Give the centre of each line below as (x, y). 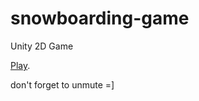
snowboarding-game (100, 18)
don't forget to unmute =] (62, 84)
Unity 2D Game (42, 46)
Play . (20, 65)
